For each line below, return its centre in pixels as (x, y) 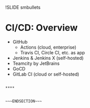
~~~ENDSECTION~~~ (24, 101)
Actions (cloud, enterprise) (48, 47)
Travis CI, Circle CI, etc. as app (53, 52)
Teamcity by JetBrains (36, 63)
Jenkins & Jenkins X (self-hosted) (48, 58)
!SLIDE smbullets (23, 7)
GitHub (20, 42)
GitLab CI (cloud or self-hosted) (46, 74)
